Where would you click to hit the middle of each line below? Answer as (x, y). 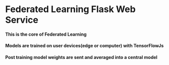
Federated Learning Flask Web (71, 9)
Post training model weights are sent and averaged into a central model (81, 57)
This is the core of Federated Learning (46, 34)
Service (22, 20)
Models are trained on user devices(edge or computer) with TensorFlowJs (84, 46)
